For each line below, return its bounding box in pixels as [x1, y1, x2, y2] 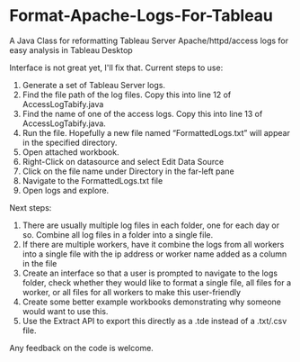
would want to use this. [22, 305, 109, 316]
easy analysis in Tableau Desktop [9, 44, 133, 55]
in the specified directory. [22, 137, 118, 148]
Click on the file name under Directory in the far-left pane [22, 166, 235, 176]
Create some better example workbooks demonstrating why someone [22, 296, 281, 307]
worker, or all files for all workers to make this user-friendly [22, 286, 241, 297]
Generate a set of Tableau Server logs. [22, 79, 166, 90]
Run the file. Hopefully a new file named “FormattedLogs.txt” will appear [22, 127, 290, 138]
